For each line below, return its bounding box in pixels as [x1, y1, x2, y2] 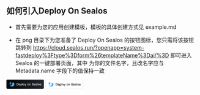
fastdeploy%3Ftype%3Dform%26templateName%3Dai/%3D [15, 51, 169, 59]
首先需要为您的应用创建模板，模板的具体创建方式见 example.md [15, 23, 177, 31]
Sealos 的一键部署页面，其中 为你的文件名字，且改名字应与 [15, 59, 164, 66]
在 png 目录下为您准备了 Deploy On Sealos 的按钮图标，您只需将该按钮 [15, 36, 194, 44]
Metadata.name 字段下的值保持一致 [15, 67, 105, 74]
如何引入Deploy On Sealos [6, 6, 108, 17]
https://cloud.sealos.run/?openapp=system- [32, 44, 145, 51]
